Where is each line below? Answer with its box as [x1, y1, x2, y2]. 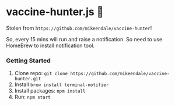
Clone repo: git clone [14, 70, 68, 77]
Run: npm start [14, 93, 51, 101]
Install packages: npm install [14, 87, 86, 94]
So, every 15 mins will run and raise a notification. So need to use [6, 36, 163, 43]
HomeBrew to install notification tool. [6, 42, 95, 49]
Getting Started [6, 56, 51, 65]
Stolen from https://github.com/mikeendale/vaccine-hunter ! [6, 24, 152, 31]
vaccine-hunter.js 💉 [6, 5, 104, 19]
